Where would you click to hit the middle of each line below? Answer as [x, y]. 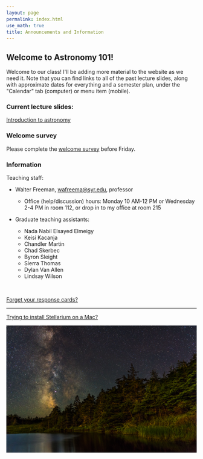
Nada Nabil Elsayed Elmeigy [59, 231]
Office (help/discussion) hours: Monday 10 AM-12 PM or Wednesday [109, 201]
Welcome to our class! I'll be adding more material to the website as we [95, 72]
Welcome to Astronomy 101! [60, 57]
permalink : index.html [35, 19]
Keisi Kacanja [41, 237]
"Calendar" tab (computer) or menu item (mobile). [68, 91]
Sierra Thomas [42, 263]
